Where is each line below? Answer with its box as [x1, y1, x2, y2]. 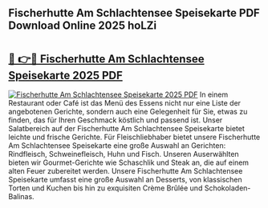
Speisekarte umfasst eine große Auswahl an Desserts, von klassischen [8, 175, 242, 184]
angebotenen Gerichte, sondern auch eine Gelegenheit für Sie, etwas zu [8, 107, 248, 116]
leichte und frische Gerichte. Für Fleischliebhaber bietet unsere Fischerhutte [8, 132, 261, 142]
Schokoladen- [204, 183, 251, 193]
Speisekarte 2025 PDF [8, 68, 123, 82]
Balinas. [8, 192, 35, 201]
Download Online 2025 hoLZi [8, 19, 157, 33]
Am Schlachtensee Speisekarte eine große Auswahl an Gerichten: [8, 141, 226, 150]
